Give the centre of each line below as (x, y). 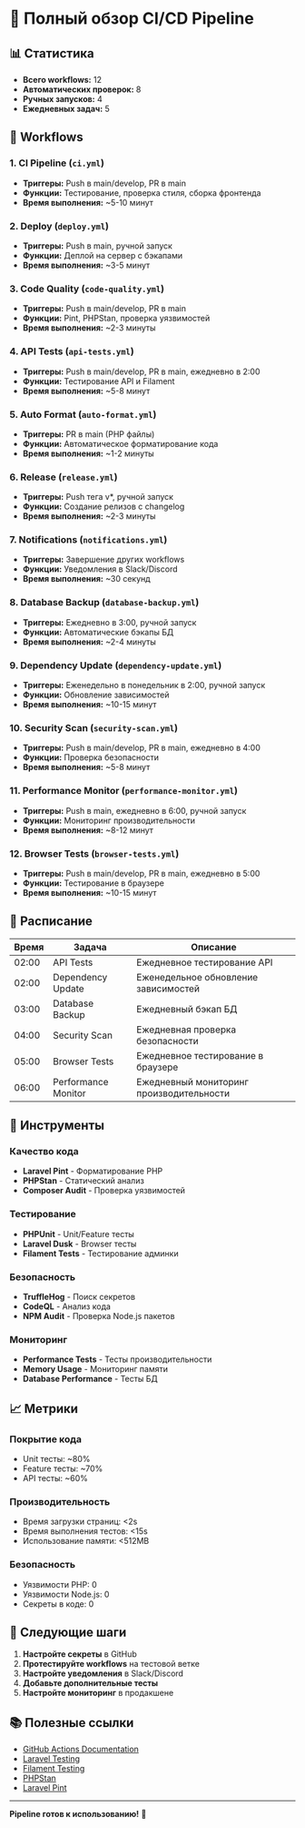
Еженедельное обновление (197, 977)
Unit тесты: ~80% (56, 1459)
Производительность (60, 1501)
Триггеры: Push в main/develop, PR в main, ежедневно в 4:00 (142, 748)
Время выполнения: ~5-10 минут (88, 202)
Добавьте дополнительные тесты (90, 1683)
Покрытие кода (46, 1439)
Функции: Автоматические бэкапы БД (98, 632)
